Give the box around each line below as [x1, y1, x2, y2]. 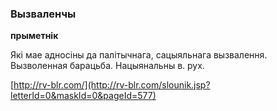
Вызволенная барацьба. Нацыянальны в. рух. [10, 60, 205, 72]
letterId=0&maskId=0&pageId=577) [10, 90, 157, 102]
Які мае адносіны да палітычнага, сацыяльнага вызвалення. [10, 49, 268, 61]
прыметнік [10, 30, 59, 42]
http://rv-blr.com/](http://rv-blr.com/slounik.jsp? [13, 79, 211, 91]
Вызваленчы [10, 7, 77, 21]
